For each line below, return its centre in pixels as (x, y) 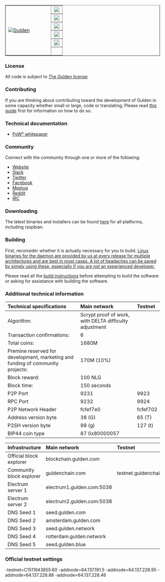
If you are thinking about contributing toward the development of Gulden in (81, 100)
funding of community (33, 364)
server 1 (17, 490)
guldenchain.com (66, 473)
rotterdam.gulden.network (76, 537)
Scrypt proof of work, (105, 315)
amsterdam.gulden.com (73, 521)
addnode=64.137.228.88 (29, 575)
